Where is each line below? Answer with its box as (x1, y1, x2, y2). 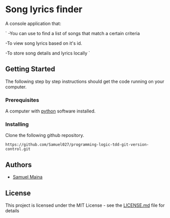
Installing (5, 121, 29, 128)
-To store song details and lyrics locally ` (5, 50, 91, 56)
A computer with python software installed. (5, 108, 96, 114)
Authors (5, 160, 32, 169)
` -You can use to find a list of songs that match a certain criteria (5, 30, 140, 36)
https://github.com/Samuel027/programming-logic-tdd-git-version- (5, 142, 149, 147)
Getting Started (5, 65, 55, 73)
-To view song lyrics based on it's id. (5, 40, 82, 46)
